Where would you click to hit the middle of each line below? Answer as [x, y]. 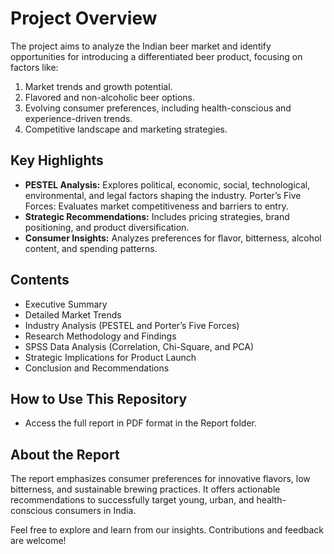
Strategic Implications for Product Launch [110, 357]
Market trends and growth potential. [98, 86]
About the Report [65, 454]
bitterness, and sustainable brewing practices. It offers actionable [145, 489]
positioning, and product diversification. [107, 227]
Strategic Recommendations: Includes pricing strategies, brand [157, 216]
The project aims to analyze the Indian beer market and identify [141, 46]
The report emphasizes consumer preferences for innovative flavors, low [160, 479]
